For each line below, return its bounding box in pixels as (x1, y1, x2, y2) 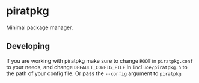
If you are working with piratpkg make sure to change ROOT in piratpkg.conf (6, 57, 194, 64)
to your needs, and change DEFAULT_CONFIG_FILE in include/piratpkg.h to (6, 63, 188, 70)
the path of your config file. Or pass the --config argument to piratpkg (6, 70, 182, 77)
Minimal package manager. (6, 24, 73, 31)
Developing (6, 41, 50, 51)
